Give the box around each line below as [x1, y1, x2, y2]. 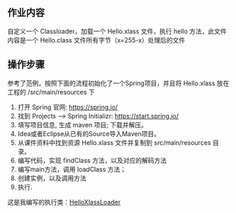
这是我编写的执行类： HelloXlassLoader [7, 197, 121, 206]
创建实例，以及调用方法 [17, 173, 86, 182]
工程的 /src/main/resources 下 [7, 87, 96, 96]
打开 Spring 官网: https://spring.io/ [17, 102, 118, 111]
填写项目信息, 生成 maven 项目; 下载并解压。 [17, 120, 147, 129]
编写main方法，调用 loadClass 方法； [17, 165, 127, 173]
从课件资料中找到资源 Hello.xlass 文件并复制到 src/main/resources [17, 138, 211, 147]
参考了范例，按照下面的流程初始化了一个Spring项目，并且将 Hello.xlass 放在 [7, 79, 230, 87]
